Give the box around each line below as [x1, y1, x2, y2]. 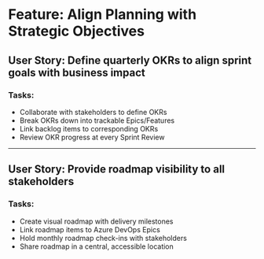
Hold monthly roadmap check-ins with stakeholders [19, 233, 187, 242]
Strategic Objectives [8, 22, 145, 40]
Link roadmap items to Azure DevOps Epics [19, 224, 161, 234]
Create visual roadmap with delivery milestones [19, 216, 174, 226]
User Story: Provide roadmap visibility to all [8, 163, 225, 176]
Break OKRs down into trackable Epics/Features [19, 116, 175, 125]
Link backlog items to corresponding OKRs [19, 124, 159, 133]
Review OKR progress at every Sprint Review [19, 132, 165, 142]
